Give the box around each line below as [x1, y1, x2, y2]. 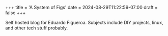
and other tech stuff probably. [5, 25, 68, 31]
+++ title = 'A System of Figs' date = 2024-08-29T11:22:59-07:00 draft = [5, 5, 158, 10]
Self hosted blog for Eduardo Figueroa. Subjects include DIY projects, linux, [5, 20, 164, 25]
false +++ [5, 10, 26, 16]
